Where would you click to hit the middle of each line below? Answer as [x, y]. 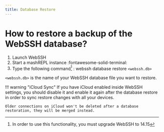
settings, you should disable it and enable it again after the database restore [81, 92]
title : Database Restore [30, 9]
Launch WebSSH [29, 57]
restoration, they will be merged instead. [50, 111]
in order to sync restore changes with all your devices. [60, 98]
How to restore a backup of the [69, 33]
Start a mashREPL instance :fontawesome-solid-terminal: [70, 62]
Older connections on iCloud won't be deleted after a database [72, 107]
